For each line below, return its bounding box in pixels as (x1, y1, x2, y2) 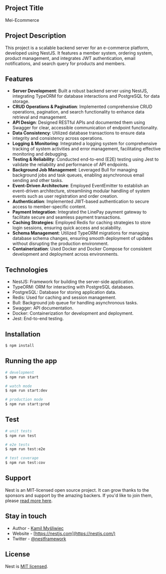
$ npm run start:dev (5, 388, 48, 393)
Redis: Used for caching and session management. (12, 294, 116, 300)
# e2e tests (5, 442, 30, 447)
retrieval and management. (12, 114, 68, 120)
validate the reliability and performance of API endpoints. (12, 162, 129, 168)
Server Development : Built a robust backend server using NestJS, (12, 88, 148, 94)
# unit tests (5, 428, 32, 433)
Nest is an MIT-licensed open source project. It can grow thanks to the (5, 487, 149, 493)
